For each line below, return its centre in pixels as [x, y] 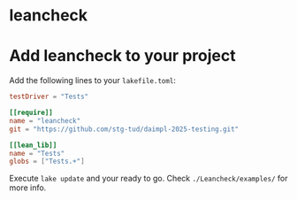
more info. [28, 188]
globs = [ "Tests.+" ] [47, 162]
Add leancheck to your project [122, 56]
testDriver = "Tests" [49, 97]
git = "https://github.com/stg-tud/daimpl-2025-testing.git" [124, 129]
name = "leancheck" [45, 120]
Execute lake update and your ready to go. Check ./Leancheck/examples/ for [148, 179]
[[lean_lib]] [33, 145]
